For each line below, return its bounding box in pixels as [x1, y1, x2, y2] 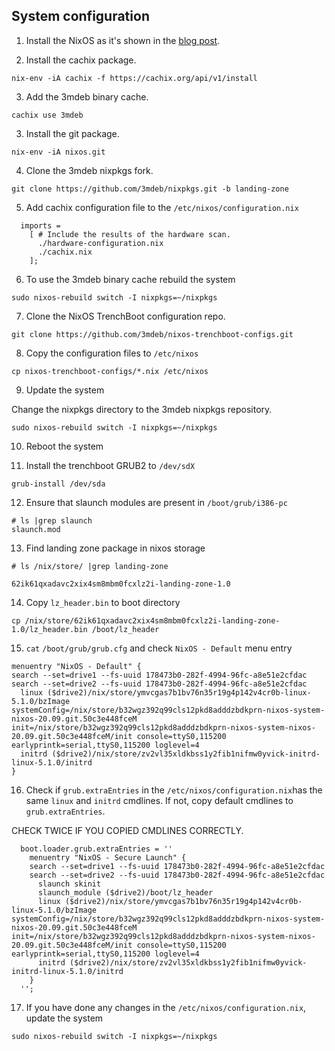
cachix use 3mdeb [11, 110, 84, 120]
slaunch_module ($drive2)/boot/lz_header [37, 887, 214, 898]
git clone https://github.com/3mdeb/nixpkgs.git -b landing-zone [11, 184, 289, 194]
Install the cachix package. [25, 54, 137, 66]
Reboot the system [25, 440, 104, 452]
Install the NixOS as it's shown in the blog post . [25, 34, 221, 46]
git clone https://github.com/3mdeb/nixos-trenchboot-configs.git [11, 329, 294, 339]
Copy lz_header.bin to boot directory [25, 596, 181, 608]
